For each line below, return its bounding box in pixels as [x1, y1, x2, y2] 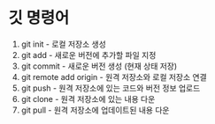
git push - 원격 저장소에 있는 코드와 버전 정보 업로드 [20, 83, 201, 93]
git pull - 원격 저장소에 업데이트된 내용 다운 [20, 105, 170, 115]
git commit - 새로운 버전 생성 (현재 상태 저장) [20, 61, 178, 71]
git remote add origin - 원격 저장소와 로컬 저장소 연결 [20, 71, 207, 82]
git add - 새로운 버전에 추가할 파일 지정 [20, 49, 157, 60]
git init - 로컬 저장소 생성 [20, 39, 107, 49]
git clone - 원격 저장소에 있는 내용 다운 [20, 93, 156, 104]
